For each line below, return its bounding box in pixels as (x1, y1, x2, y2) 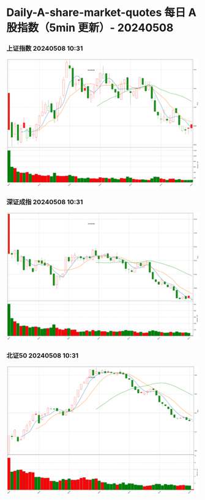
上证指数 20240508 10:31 (6, 44, 83, 53)
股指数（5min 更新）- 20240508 (6, 21, 174, 35)
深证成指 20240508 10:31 (6, 197, 83, 206)
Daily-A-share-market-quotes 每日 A (6, 6, 197, 20)
